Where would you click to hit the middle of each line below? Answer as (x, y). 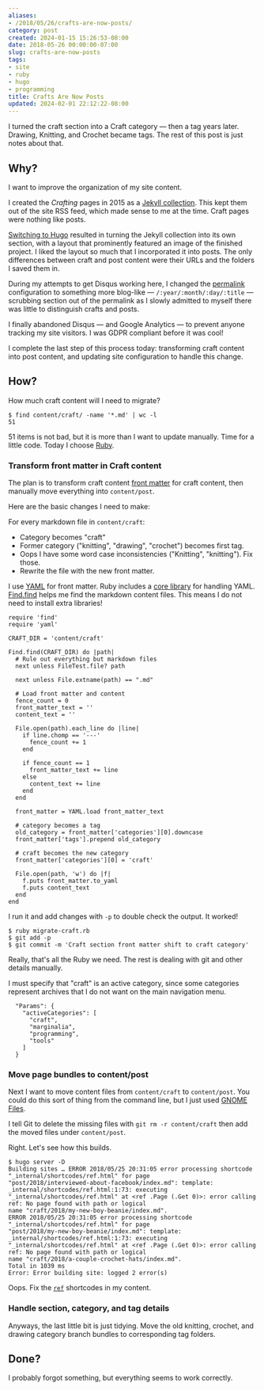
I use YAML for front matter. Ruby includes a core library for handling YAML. (132, 586)
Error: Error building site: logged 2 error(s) (88, 1273)
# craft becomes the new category (72, 853)
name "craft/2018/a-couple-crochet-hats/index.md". (95, 1259)
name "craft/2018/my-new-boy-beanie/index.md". (88, 1211)
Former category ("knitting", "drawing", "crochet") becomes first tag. (132, 546)
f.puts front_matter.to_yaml (70, 881)
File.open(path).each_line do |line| (77, 729)
